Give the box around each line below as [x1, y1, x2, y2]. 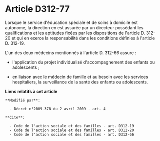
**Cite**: [5, 115, 25, 120]
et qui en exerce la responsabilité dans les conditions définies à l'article [11, 35, 155, 41]
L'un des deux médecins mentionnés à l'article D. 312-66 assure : [5, 50, 137, 56]
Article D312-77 [5, 3, 70, 15]
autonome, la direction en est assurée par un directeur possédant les [5, 24, 144, 30]
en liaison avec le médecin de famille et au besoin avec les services [12, 74, 148, 80]
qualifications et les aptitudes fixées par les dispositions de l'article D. [5, 30, 145, 36]
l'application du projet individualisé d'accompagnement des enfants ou [12, 59, 155, 65]
